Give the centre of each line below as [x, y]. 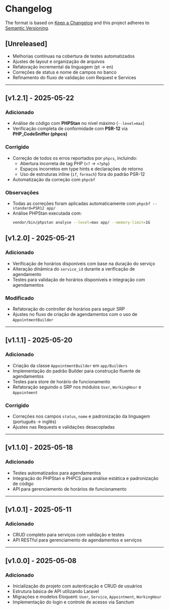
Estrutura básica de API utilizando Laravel [56, 591]
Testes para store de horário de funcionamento [61, 381]
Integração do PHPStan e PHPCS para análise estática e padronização [86, 478]
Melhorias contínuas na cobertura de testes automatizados [73, 56]
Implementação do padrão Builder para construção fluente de [76, 371]
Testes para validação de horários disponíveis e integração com [79, 280]
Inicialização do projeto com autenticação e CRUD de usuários [77, 586]
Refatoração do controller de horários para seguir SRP [69, 309]
